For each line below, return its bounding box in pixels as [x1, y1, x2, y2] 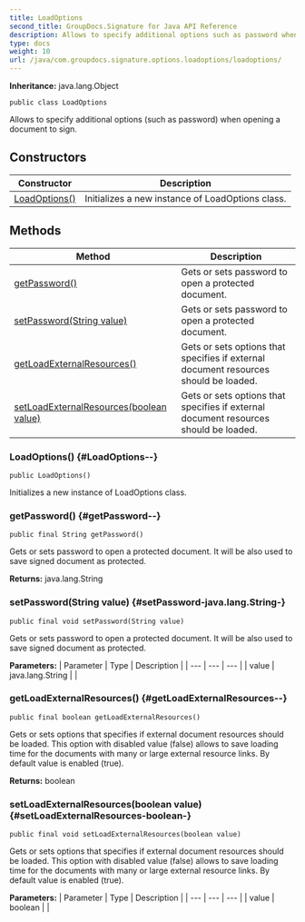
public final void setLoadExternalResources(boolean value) [9, 830, 242, 839]
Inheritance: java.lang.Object [9, 81, 120, 91]
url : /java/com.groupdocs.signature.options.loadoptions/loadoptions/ [9, 55, 282, 64]
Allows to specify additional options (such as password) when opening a [9, 114, 281, 124]
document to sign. [9, 124, 77, 134]
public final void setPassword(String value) [9, 617, 184, 626]
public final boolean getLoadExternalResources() [9, 712, 202, 722]
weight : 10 [9, 47, 51, 56]
